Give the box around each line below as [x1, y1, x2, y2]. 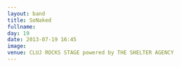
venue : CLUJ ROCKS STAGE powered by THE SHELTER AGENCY [7, 50, 174, 57]
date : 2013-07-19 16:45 [7, 36, 77, 43]
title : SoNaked [7, 17, 52, 24]
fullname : [7, 23, 36, 30]
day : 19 [7, 29, 30, 37]
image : [7, 43, 27, 50]
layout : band [7, 10, 46, 17]
